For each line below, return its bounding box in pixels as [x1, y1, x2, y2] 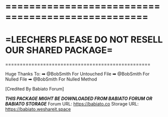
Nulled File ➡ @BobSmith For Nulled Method [5, 76, 97, 82]
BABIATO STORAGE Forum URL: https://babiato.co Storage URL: [5, 101, 139, 107]
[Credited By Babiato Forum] [5, 86, 64, 92]
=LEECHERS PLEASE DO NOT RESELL [5, 34, 163, 45]
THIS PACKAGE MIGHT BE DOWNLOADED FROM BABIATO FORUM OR [5, 95, 152, 101]
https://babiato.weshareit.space [5, 106, 71, 112]
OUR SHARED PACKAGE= [5, 44, 113, 56]
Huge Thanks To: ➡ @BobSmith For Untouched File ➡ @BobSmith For [5, 71, 150, 77]
